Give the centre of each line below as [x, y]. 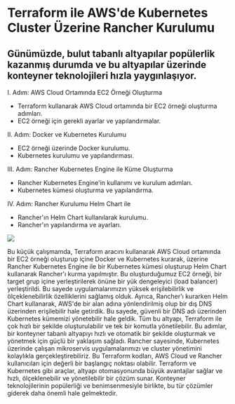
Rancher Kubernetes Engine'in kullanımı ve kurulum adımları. [105, 183]
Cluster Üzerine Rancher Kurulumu [111, 28]
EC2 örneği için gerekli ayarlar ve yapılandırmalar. [89, 121]
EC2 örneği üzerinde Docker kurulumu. [74, 148]
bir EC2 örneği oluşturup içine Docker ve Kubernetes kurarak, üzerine [108, 259]
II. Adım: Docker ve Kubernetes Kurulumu [67, 134]
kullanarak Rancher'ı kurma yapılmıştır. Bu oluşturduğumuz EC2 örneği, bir [115, 274]
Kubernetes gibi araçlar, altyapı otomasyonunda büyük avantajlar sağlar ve [115, 371]
